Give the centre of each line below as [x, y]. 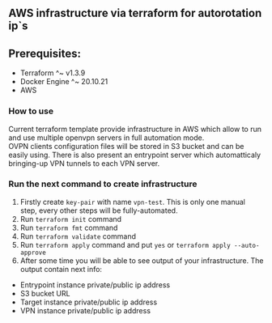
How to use [31, 111]
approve [33, 253]
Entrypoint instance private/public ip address [95, 285]
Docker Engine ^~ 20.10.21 [64, 82]
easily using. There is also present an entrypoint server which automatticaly [135, 155]
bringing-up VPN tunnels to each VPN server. [84, 163]
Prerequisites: [45, 53]
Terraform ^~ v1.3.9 [53, 73]
